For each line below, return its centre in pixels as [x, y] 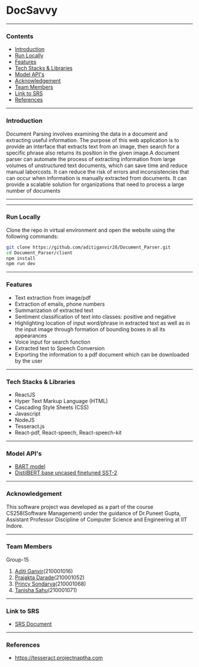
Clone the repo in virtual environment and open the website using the [91, 230]
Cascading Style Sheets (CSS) [52, 407]
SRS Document [33, 624]
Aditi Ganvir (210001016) [44, 571]
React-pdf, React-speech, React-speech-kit [68, 432]
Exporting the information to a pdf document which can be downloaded [102, 354]
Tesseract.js [30, 426]
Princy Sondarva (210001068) [50, 584]
